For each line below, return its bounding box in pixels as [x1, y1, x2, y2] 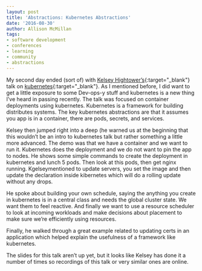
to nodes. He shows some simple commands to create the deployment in [6, 152, 188, 159]
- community [6, 54, 36, 60]
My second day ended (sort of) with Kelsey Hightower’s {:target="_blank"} [6, 76, 191, 83]
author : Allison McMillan [6, 25, 71, 32]
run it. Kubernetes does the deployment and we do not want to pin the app [6, 146, 192, 153]
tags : [6, 31, 20, 38]
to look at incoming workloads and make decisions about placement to [6, 209, 183, 216]
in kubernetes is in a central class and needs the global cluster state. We [6, 196, 187, 203]
